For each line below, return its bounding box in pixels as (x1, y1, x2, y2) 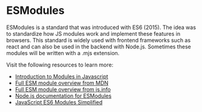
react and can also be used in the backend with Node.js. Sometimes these (6, 43, 192, 50)
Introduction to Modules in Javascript (15, 73, 109, 80)
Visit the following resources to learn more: (6, 61, 114, 68)
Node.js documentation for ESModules (15, 92, 112, 99)
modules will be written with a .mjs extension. (6, 49, 120, 56)
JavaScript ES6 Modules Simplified (15, 98, 103, 106)
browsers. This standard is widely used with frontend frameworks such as (6, 36, 191, 44)
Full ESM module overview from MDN (15, 79, 109, 87)
